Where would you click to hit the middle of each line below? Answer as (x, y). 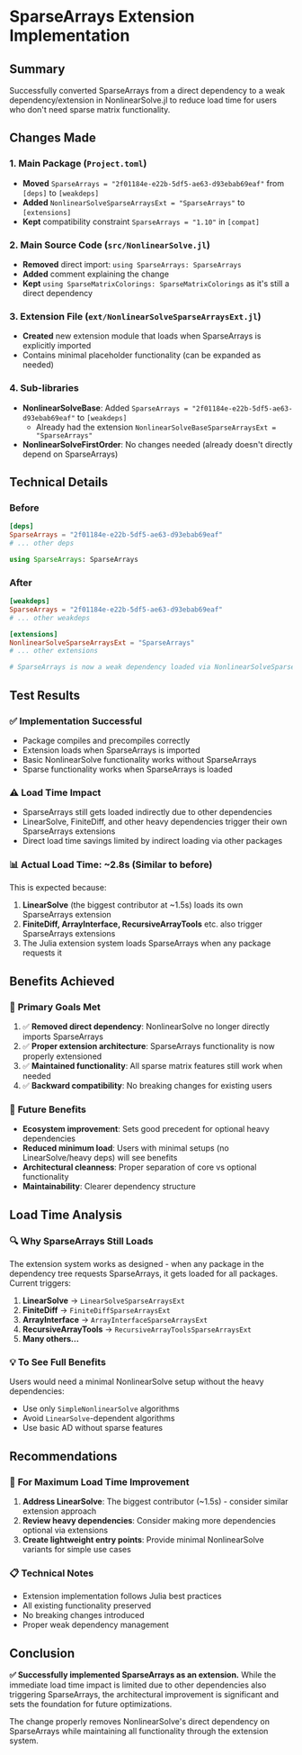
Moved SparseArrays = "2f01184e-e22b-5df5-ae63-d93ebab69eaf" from (153, 183)
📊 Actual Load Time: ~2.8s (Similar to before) (111, 864)
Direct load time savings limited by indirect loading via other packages (152, 841)
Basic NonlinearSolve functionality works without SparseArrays (139, 759)
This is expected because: (58, 888)
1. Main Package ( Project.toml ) (78, 164)
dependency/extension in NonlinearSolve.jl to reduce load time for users (143, 100)
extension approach (59, 1511)
